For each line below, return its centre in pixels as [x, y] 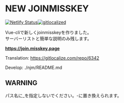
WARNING [21, 83]
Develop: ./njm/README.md [34, 68]
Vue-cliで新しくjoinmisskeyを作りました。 [48, 32]
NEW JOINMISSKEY [47, 9]
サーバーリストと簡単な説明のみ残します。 [48, 38]
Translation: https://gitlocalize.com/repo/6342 [52, 58]
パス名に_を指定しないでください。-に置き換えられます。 [63, 95]
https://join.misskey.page [32, 48]
